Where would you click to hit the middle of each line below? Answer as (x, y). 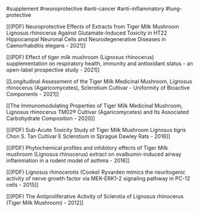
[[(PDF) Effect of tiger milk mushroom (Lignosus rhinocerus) (80, 57)
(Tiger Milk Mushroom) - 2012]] (45, 203)
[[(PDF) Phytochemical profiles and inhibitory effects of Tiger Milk (87, 148)
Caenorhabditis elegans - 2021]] (46, 45)
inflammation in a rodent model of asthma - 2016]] (68, 160)
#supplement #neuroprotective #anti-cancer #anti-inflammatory (85, 9)
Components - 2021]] (33, 94)
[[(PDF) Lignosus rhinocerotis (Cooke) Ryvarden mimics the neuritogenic (96, 172)
